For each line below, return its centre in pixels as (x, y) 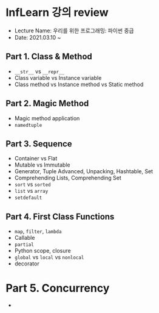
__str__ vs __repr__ (39, 71)
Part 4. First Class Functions (60, 216)
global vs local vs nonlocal (49, 257)
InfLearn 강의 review (57, 13)
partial (24, 245)
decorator (27, 264)
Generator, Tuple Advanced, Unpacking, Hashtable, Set (83, 171)
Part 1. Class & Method (49, 56)
